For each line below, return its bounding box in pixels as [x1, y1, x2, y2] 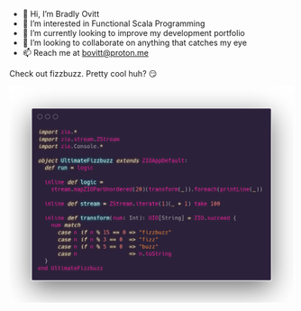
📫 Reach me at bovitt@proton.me [22, 48, 149, 58]
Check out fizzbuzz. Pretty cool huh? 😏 [9, 69, 158, 78]
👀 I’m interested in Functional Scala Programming [22, 18, 205, 29]
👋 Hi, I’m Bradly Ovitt [22, 9, 100, 19]
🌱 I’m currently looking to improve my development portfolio [22, 28, 245, 38]
